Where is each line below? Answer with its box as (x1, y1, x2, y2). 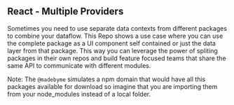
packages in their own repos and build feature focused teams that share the (7, 54, 226, 62)
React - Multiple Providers (7, 6, 124, 17)
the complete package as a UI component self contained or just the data (7, 38, 216, 48)
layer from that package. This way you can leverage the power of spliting (7, 46, 219, 55)
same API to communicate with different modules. (7, 61, 151, 69)
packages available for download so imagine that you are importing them (7, 82, 218, 90)
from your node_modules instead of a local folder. (7, 90, 151, 98)
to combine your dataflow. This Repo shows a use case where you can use (7, 31, 223, 40)
